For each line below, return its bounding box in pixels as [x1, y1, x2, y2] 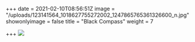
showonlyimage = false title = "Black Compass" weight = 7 [6, 18, 153, 25]
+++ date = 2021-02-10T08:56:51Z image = [6, 5, 116, 12]
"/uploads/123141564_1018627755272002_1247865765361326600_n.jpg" [6, 11, 189, 19]
